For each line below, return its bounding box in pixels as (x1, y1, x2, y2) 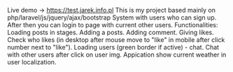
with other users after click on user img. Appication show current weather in (7, 50, 227, 59)
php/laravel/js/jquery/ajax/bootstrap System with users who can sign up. (7, 13, 217, 22)
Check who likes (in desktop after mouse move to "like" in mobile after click (7, 36, 225, 44)
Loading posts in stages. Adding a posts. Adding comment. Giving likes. (7, 28, 215, 36)
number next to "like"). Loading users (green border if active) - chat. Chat (7, 43, 219, 51)
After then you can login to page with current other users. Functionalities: (7, 21, 218, 29)
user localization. (7, 58, 57, 66)
